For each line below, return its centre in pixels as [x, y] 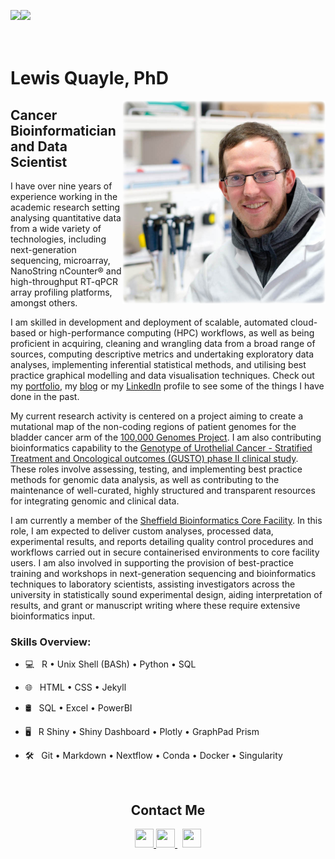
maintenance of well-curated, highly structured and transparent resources [163, 490]
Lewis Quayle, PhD [89, 78]
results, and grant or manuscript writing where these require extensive [155, 605]
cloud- [304, 322]
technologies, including [58, 239]
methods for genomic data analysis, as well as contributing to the [145, 479]
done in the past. [45, 396]
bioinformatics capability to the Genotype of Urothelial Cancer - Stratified [161, 448]
